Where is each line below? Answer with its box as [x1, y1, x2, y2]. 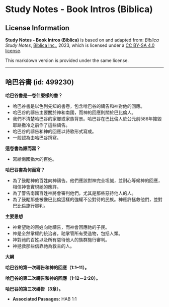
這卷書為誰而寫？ [5, 145, 41, 151]
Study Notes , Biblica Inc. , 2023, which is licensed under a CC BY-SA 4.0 [5, 42, 155, 48]
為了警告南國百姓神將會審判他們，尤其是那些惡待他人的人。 [12, 190, 136, 196]
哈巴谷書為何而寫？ [5, 166, 45, 172]
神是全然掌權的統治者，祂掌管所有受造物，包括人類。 [12, 230, 123, 236]
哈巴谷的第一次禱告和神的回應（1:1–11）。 [5, 264, 90, 270]
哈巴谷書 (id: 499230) [5, 78, 74, 87]
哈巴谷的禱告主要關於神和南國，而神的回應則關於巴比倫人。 [12, 109, 136, 115]
